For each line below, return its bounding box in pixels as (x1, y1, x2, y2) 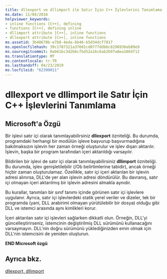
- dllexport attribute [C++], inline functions (5, 35, 106, 40)
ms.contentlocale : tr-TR (5, 58, 57, 63)
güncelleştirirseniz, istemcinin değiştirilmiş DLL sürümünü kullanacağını (5, 220, 152, 226)
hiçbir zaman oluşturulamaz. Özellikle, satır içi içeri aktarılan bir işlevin (5, 169, 149, 175)
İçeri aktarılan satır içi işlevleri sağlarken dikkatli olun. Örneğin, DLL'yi (5, 215, 147, 221)
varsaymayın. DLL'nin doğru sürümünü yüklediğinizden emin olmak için (5, 226, 151, 231)
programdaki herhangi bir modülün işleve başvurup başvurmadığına (5, 138, 145, 144)
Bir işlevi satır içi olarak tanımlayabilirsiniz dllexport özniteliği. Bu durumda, (5, 133, 159, 139)
